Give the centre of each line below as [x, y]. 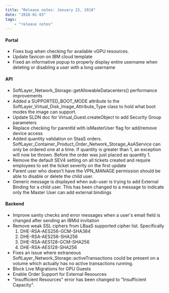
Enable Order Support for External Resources [60, 274]
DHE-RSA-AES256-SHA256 [49, 236]
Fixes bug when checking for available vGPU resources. [71, 52]
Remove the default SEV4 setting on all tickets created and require [81, 160]
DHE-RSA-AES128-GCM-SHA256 [55, 242]
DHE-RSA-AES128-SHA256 [48, 247]
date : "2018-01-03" [26, 15]
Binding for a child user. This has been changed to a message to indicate [88, 187]
